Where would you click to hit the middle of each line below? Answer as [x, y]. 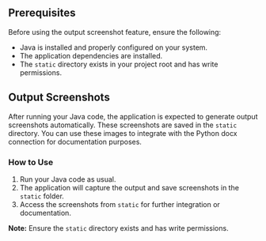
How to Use [31, 162]
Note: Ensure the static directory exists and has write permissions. [118, 228]
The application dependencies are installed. [91, 55]
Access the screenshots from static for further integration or [120, 204]
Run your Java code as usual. [68, 179]
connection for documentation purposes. [75, 141]
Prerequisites [42, 13]
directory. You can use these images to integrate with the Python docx [123, 133]
